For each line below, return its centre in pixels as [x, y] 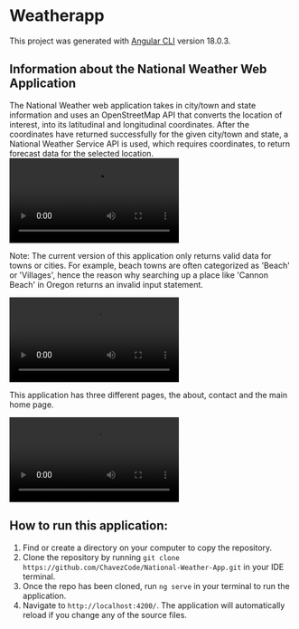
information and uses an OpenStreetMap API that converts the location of [146, 115]
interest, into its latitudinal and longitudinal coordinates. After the [130, 124]
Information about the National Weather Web [138, 69]
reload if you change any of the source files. [105, 615]
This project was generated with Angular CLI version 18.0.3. [120, 41]
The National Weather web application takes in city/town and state [133, 105]
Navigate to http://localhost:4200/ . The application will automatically [154, 605]
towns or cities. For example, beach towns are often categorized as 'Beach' [150, 265]
